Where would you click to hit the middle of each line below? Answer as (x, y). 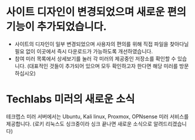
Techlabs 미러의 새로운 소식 (70, 99)
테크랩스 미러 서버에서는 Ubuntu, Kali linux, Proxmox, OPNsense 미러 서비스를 (97, 116)
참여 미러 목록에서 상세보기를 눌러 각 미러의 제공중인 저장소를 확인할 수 (95, 59)
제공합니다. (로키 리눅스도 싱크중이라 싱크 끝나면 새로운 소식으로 (79, 124)
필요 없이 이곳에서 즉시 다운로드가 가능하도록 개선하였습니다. (84, 51)
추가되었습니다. (72, 27)
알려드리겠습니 (170, 124)
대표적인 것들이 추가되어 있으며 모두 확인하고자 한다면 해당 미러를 (103, 66)
